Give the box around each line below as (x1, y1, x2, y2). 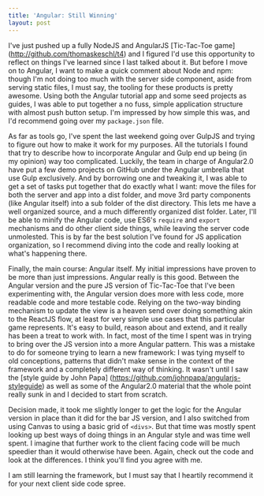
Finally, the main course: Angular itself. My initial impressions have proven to (8, 263, 256, 273)
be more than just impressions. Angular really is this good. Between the (8, 272, 240, 282)
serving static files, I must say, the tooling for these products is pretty (8, 82, 233, 91)
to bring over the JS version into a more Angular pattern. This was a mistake (8, 339, 255, 349)
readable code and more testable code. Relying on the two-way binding (8, 297, 241, 307)
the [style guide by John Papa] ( (8, 372, 113, 382)
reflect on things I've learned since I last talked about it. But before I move (8, 57, 248, 67)
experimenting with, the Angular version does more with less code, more (8, 289, 244, 298)
